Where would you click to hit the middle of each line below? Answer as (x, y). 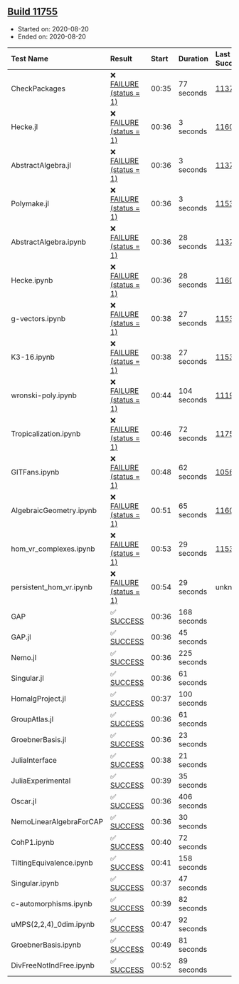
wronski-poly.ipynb (44, 395)
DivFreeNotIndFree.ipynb (53, 965)
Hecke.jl (25, 126)
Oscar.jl (24, 801)
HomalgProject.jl (38, 699)
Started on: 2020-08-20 (53, 29)
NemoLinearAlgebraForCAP (57, 821)
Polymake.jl (30, 203)
